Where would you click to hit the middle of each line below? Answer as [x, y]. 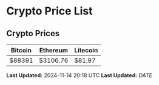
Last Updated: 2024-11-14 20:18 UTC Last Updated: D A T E [79, 75]
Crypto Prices [33, 33]
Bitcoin [21, 50]
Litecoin [86, 50]
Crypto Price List [49, 11]
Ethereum [54, 50]
